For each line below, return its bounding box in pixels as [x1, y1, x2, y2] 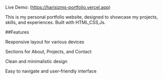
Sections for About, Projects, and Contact [5, 49, 92, 54]
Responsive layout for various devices [5, 39, 85, 45]
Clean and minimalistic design [5, 58, 68, 64]
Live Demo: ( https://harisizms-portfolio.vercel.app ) [5, 5, 111, 10]
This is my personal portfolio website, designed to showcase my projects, [5, 14, 158, 20]
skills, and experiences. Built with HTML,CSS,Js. [5, 20, 106, 25]
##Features [5, 29, 29, 35]
